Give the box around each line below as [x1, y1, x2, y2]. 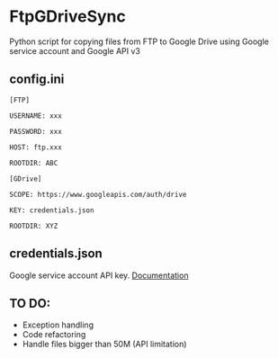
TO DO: [9, 295, 51, 311]
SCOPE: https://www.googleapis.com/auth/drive [9, 190, 187, 199]
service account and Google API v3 [9, 45, 141, 56]
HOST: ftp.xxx [9, 142, 63, 152]
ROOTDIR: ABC [9, 158, 58, 167]
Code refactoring [22, 329, 86, 340]
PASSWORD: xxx [9, 127, 63, 136]
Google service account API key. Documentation [9, 270, 189, 281]
